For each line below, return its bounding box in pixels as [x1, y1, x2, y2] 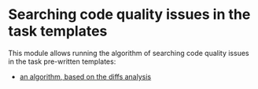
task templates [8, 22, 108, 40]
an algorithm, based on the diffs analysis [19, 72, 152, 81]
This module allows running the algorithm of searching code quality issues [8, 48, 249, 57]
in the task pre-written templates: [8, 57, 116, 66]
